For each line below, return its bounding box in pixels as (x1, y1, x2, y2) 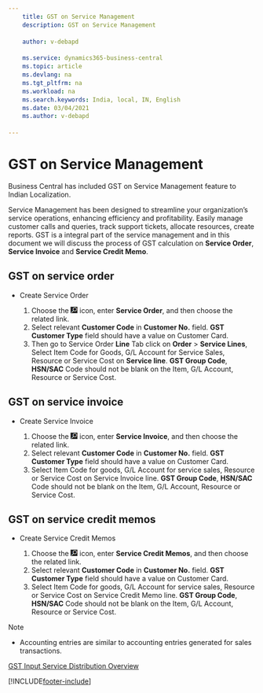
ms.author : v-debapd (22, 112, 89, 120)
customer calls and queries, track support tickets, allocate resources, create (8, 221, 255, 231)
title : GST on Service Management (22, 13, 135, 20)
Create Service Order (19, 290, 89, 300)
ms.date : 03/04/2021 (22, 104, 89, 112)
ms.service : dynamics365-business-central (22, 54, 163, 62)
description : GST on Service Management (22, 20, 156, 29)
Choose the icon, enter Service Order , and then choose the (31, 305, 233, 315)
